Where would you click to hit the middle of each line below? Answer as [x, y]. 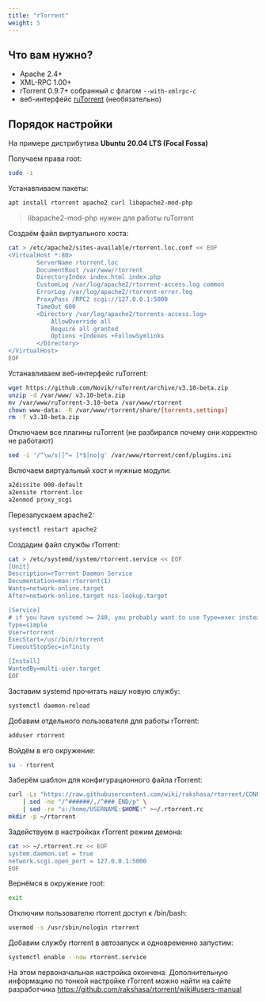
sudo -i [21, 173]
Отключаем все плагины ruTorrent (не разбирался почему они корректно [133, 432]
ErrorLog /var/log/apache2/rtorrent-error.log [115, 292]
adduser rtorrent [37, 735]
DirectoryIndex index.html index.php [99, 277]
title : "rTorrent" [38, 15]
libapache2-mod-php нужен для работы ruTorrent [110, 218]
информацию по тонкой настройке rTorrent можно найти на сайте [120, 981]
